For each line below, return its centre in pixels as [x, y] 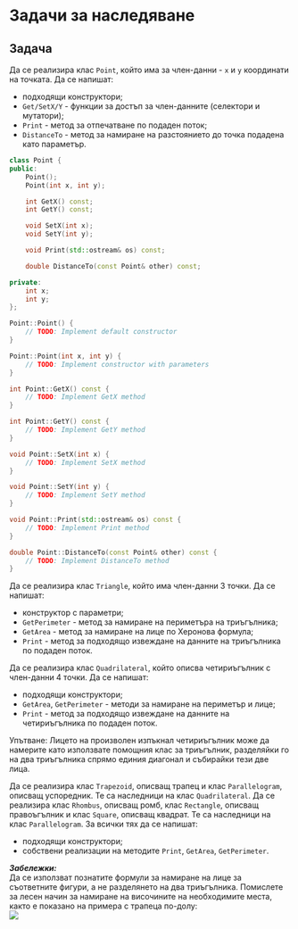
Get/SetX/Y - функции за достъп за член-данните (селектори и [141, 106]
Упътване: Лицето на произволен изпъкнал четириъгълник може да [140, 741]
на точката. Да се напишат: [62, 79]
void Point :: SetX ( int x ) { [59, 454]
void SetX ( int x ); [59, 226]
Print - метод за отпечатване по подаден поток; [115, 125]
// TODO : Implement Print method [87, 527]
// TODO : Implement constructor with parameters [117, 364]
